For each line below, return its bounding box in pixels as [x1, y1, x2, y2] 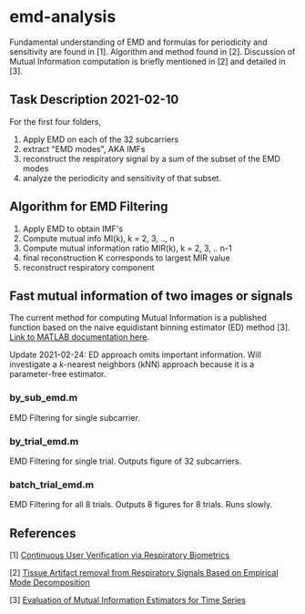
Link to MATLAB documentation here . [9, 332, 150, 343]
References [9, 526, 76, 541]
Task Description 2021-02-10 [9, 92, 179, 107]
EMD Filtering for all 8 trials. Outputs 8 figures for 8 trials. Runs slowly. [9, 499, 273, 510]
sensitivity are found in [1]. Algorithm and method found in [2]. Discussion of [9, 46, 296, 56]
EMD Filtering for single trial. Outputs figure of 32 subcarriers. [9, 455, 242, 466]
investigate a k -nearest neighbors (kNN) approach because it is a [9, 359, 255, 370]
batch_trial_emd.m [9, 478, 94, 491]
